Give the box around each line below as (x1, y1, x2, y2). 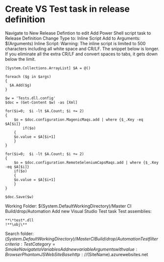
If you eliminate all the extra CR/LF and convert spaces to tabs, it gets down (5, 51, 158, 57)
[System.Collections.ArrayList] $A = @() (5, 65, 91, 71)
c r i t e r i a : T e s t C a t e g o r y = (5, 241, 55, 247)
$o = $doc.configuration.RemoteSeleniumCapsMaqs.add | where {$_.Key (14, 160, 159, 165)
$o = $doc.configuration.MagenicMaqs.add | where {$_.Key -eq (14, 117, 143, 122)
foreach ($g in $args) (5, 74, 51, 79)
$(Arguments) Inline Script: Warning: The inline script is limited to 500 (5, 40, 146, 46)
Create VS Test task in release (5, 3, 130, 15)
